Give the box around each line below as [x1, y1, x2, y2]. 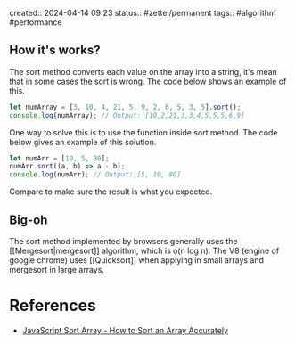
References [9, 296, 96, 315]
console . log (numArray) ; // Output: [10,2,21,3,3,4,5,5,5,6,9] [9, 111, 245, 119]
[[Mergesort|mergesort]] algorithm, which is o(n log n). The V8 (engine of [9, 245, 280, 256]
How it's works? [9, 43, 101, 58]
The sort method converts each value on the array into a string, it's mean [9, 66, 278, 77]
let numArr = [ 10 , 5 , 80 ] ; [9, 153, 110, 163]
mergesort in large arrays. [9, 265, 105, 274]
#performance [9, 17, 62, 28]
